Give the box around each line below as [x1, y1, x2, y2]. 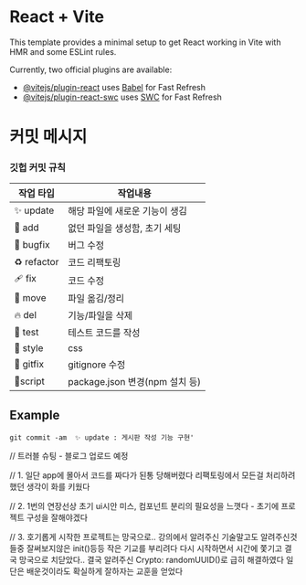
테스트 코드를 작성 [68, 326, 141, 339]
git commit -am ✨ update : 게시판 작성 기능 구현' [9, 433, 195, 442]
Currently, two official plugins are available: [9, 64, 173, 75]
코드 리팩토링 [68, 256, 121, 269]
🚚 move [14, 292, 47, 304]
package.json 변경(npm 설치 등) [68, 376, 202, 388]
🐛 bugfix [14, 239, 50, 251]
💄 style [14, 342, 44, 355]
